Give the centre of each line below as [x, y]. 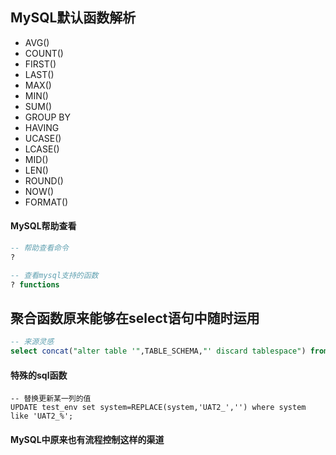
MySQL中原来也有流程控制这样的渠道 [87, 439]
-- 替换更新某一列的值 [51, 399]
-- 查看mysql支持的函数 [54, 275]
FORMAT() [46, 202]
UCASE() [43, 138]
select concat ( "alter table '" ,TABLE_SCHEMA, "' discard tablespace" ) [158, 351]
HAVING [42, 127]
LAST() [39, 74]
